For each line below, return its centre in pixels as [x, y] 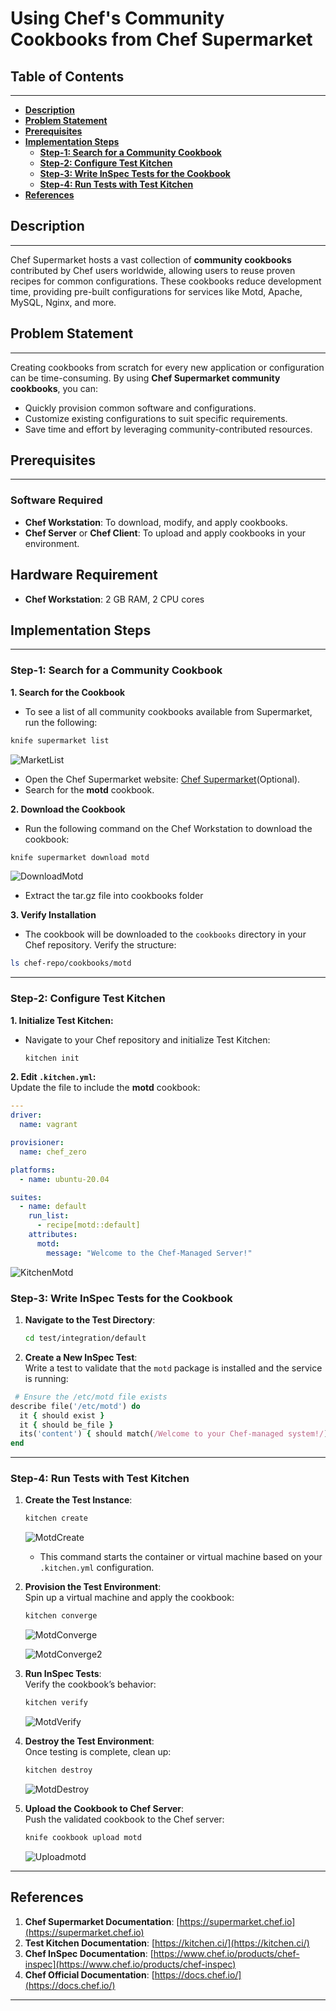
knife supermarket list [60, 740]
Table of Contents [67, 76]
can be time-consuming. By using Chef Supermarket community [145, 378]
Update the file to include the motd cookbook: [105, 1088]
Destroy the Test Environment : [89, 1741]
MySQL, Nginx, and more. [63, 302]
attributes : [53, 1235]
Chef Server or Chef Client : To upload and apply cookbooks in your [165, 533]
